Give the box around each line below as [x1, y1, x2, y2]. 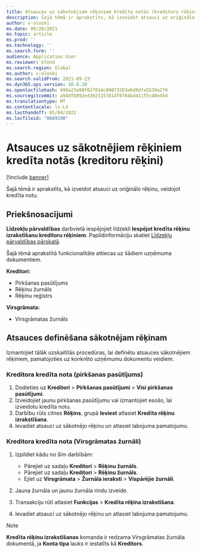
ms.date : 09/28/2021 [6, 25, 58, 32]
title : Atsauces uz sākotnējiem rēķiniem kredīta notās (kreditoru [6, 8, 179, 15]
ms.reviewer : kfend [6, 59, 55, 65]
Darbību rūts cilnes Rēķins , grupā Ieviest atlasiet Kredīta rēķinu [14, 410, 175, 417]
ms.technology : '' [6, 43, 52, 49]
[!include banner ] [6, 174, 49, 181]
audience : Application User [6, 54, 77, 60]
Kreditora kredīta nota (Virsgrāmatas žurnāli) [6, 437, 141, 446]
